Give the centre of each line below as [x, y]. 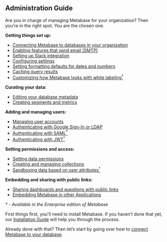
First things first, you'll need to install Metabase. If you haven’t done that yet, [84, 214]
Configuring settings [33, 61]
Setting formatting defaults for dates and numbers [64, 66]
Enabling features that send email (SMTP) [55, 50]
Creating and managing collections [48, 164]
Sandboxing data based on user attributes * [56, 169]
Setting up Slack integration [41, 55]
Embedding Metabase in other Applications [57, 195]
